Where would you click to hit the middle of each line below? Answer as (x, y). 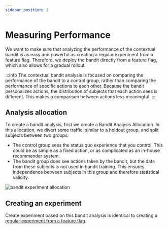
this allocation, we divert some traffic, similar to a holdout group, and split (82, 130)
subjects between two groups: (37, 135)
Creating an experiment (44, 203)
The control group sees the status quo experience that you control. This (88, 145)
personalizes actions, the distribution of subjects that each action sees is (81, 91)
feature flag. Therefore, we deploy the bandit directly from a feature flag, (81, 60)
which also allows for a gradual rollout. (46, 65)
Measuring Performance (58, 35)
